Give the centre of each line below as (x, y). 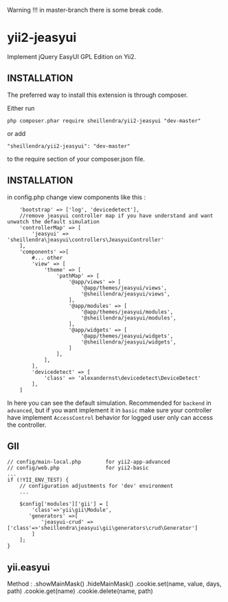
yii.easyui (28, 567)
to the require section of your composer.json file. (76, 159)
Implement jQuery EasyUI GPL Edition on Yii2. (72, 56)
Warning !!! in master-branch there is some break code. (85, 10)
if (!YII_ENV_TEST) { (38, 480)
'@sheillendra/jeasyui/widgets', (128, 342)
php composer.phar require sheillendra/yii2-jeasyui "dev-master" (104, 121)
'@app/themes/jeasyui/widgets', (127, 336)
